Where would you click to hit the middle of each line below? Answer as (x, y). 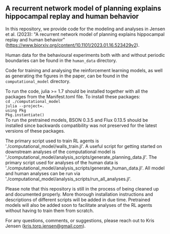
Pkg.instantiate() (25, 115)
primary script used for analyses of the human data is (62, 162)
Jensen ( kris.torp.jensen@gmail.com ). (46, 226)
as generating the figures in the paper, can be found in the (67, 76)
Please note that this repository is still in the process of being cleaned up (82, 188)
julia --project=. (25, 106)
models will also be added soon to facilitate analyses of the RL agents (79, 205)
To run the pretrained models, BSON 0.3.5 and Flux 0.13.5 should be (77, 120)
